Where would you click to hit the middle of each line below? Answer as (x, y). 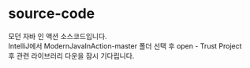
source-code (52, 14)
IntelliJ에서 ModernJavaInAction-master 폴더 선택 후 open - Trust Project (125, 46)
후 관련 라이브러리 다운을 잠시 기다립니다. (71, 55)
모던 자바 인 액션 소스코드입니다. (58, 36)
